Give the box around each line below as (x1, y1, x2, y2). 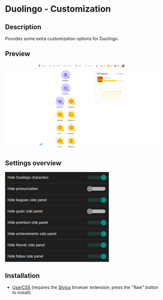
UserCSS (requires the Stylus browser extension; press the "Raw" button (12, 284, 159, 290)
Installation (5, 271, 40, 280)
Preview (5, 50, 31, 58)
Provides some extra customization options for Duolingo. (5, 36, 119, 41)
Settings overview (5, 159, 62, 167)
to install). (12, 289, 33, 295)
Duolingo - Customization (5, 3, 111, 15)
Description (5, 23, 41, 31)
